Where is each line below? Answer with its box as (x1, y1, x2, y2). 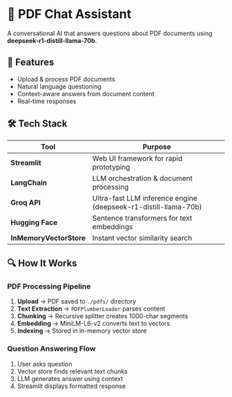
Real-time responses (17, 97, 77, 105)
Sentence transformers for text (92, 213, 193, 223)
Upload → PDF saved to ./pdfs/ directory (17, 297, 137, 306)
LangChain (10, 178, 47, 187)
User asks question (17, 360, 72, 368)
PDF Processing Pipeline (7, 281, 91, 291)
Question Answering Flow (7, 344, 96, 353)
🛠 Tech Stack (7, 118, 68, 130)
